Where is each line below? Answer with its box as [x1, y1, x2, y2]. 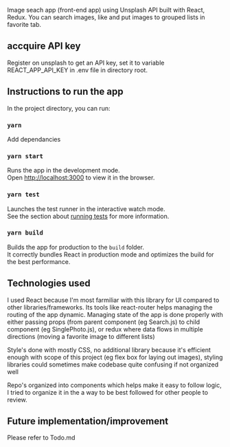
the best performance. [7, 257, 71, 265]
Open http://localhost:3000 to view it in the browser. [7, 173, 155, 182]
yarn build [7, 229, 43, 237]
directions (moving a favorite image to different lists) [7, 332, 156, 340]
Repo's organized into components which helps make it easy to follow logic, [7, 381, 222, 389]
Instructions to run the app [7, 86, 124, 98]
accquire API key [7, 41, 81, 52]
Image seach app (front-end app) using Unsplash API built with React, [7, 6, 205, 14]
